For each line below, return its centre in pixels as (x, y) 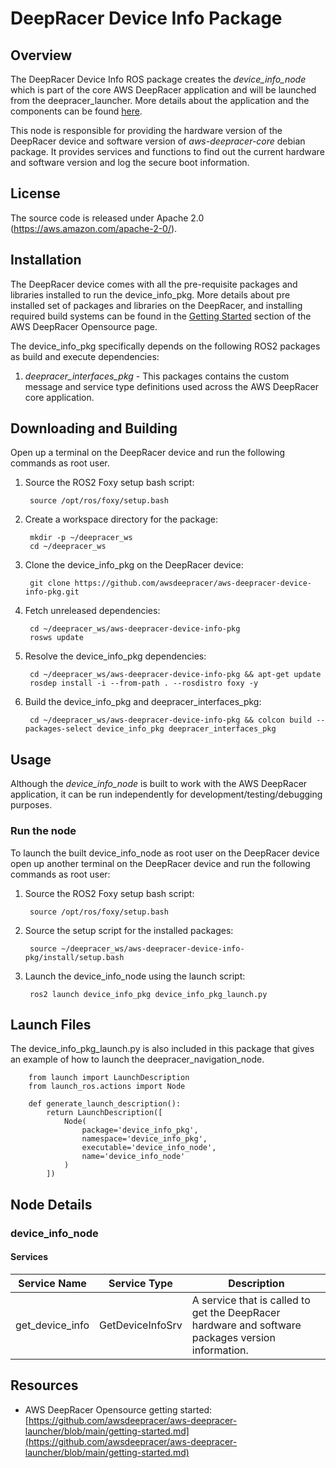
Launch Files (51, 1024)
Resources (44, 1385)
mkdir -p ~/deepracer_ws (81, 538)
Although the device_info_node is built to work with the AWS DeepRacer (159, 784)
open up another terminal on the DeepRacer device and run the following (160, 863)
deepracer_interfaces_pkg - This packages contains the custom (157, 376)
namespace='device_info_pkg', (144, 1139)
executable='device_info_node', (149, 1148)
